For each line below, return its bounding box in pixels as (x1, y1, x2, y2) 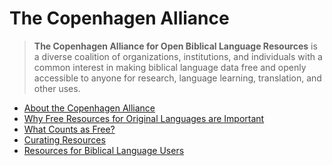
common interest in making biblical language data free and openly (33, 61, 307, 73)
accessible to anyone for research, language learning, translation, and (33, 72, 322, 84)
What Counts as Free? (23, 123, 116, 135)
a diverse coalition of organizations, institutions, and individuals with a (33, 50, 323, 62)
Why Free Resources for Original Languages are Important (23, 112, 265, 124)
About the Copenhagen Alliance (23, 102, 156, 114)
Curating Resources (23, 133, 106, 146)
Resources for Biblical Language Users (23, 144, 185, 156)
